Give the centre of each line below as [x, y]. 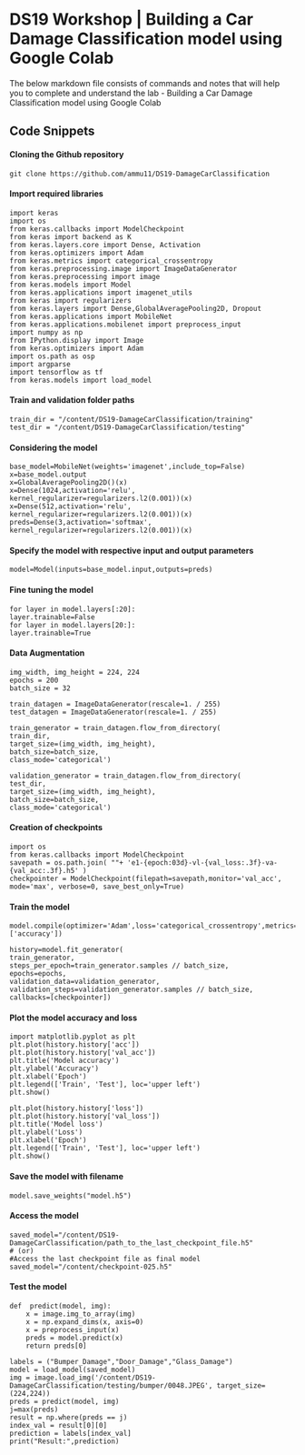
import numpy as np [46, 332]
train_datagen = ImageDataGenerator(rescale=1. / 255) [115, 704]
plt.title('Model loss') [56, 1124]
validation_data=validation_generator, [85, 982]
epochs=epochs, [38, 974]
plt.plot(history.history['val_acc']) [83, 1053]
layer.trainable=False [52, 617]
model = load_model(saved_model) [73, 1370]
